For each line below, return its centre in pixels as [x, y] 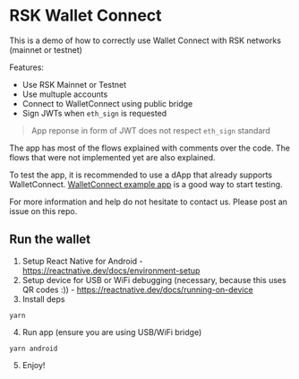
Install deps [43, 299]
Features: [27, 67]
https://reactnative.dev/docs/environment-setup [111, 271]
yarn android [34, 349]
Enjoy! [34, 365]
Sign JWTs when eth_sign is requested [94, 113]
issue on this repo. [43, 211]
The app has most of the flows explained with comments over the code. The [150, 148]
